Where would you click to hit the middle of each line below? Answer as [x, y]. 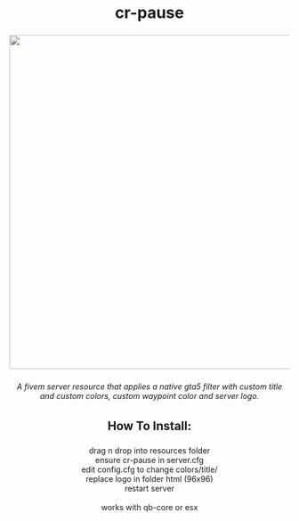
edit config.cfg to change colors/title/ [149, 469]
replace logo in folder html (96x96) [149, 478]
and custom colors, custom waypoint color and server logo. [149, 396]
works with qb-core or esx [149, 507]
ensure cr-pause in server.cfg [149, 460]
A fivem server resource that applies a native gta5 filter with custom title [149, 387]
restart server [149, 488]
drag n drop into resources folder [149, 450]
